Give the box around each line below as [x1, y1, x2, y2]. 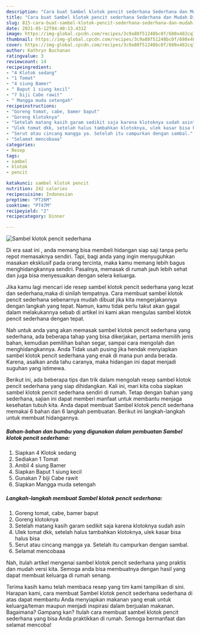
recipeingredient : [6, 64, 52, 70]
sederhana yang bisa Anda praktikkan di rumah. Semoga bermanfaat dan [6, 615, 186, 622]
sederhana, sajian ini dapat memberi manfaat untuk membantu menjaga [6, 395, 183, 402]
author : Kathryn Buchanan [6, 48, 70, 54]
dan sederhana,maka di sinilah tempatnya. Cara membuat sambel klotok [6, 290, 183, 297]
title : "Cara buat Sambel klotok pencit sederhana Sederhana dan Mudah [6, 14, 187, 20]
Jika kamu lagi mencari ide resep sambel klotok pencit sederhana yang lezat [6, 284, 194, 291]
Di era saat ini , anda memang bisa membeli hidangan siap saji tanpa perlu [6, 247, 188, 254]
